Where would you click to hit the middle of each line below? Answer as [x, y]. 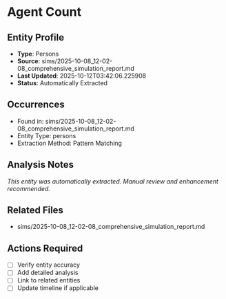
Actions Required [45, 248]
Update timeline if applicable [58, 288]
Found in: [30, 121]
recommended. [29, 188]
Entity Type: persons [47, 135]
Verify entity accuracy [49, 265]
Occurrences [36, 105]
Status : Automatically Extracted [62, 83]
